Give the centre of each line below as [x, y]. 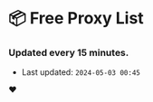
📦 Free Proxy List [76, 19]
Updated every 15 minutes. [69, 53]
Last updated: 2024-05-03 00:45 [81, 72]
